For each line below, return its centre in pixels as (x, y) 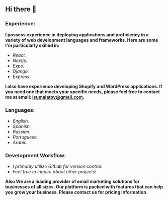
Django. (21, 71)
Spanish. (22, 126)
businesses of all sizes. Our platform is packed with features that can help (84, 187)
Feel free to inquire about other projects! (54, 172)
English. (21, 121)
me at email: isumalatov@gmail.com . (45, 97)
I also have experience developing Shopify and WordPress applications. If (84, 86)
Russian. (22, 131)
